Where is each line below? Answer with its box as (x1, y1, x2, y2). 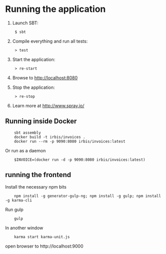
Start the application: (12, 56, 56, 63)
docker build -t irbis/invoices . (14, 134, 85, 139)
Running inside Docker (5, 117, 77, 126)
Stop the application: (12, 84, 55, 90)
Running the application (5, 3, 106, 15)
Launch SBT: (12, 20, 39, 26)
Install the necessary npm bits (5, 184, 67, 190)
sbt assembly (14, 130, 41, 135)
